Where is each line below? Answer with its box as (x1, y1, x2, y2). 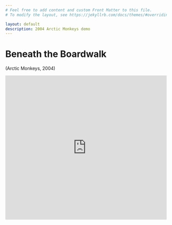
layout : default (5, 22, 40, 27)
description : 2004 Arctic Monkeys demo (5, 26, 91, 31)
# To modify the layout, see (5, 12, 68, 17)
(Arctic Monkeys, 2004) (5, 65, 55, 72)
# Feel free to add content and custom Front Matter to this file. (5, 7, 153, 13)
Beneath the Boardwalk (5, 48, 106, 60)
